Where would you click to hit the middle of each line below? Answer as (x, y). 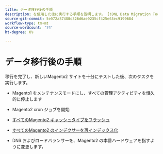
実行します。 (18, 82)
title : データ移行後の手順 (29, 10)
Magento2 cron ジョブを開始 (41, 109)
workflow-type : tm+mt (27, 23)
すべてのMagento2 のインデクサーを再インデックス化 (65, 130)
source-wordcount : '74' (29, 28)
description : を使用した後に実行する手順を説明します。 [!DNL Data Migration (78, 14)
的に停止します (27, 99)
